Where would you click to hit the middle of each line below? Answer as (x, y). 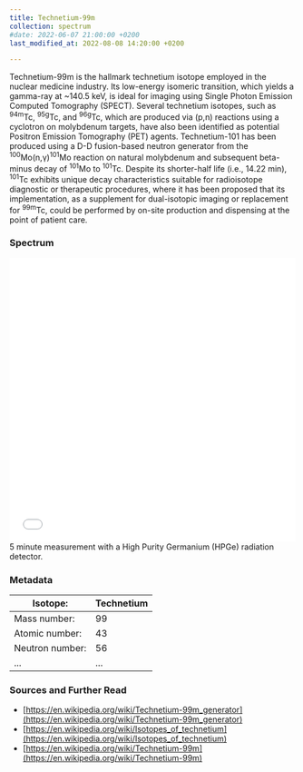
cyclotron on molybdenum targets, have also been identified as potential (144, 126)
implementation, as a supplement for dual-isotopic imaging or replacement (149, 198)
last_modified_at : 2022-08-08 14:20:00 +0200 (97, 43)
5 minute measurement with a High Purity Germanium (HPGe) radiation (142, 547)
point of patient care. (49, 220)
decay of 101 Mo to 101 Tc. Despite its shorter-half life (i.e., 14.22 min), (161, 167)
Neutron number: (50, 648)
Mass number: (44, 619)
